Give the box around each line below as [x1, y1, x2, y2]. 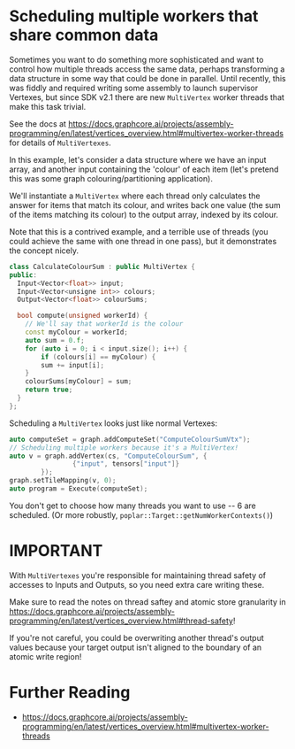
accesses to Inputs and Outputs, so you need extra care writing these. [9, 579, 265, 590]
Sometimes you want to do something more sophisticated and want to [9, 54, 264, 65]
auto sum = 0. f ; [25, 336, 86, 344]
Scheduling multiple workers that [9, 6, 259, 27]
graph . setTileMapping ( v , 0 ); [9, 476, 117, 485]
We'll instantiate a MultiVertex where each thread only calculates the [9, 190, 261, 201]
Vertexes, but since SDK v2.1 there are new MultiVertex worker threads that [9, 91, 285, 103]
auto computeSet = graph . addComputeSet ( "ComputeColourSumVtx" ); [9, 435, 251, 444]
